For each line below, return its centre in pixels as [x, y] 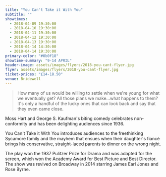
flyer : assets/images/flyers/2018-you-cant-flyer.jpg [62, 70]
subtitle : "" [19, 14]
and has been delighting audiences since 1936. [77, 123]
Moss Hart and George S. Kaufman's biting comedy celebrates [69, 118]
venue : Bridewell [23, 79]
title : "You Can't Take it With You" [44, 10]
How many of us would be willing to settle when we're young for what [88, 93]
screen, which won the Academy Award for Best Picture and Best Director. [81, 159]
